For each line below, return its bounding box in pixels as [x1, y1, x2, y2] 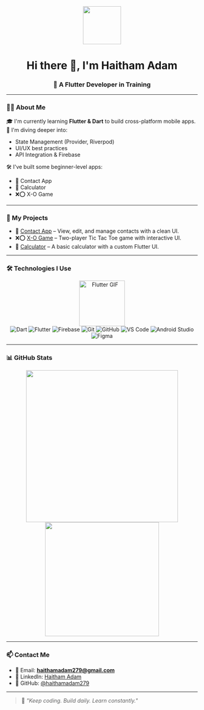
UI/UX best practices [15, 144, 68, 151]
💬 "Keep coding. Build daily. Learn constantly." [21, 697, 138, 704]
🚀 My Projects [6, 213, 49, 222]
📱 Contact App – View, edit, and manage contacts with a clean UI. [15, 227, 179, 235]
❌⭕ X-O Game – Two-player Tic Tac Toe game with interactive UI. [15, 234, 182, 242]
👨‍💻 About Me [6, 103, 46, 112]
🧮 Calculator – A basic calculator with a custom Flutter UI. [15, 243, 159, 250]
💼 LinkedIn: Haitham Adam [15, 673, 82, 680]
